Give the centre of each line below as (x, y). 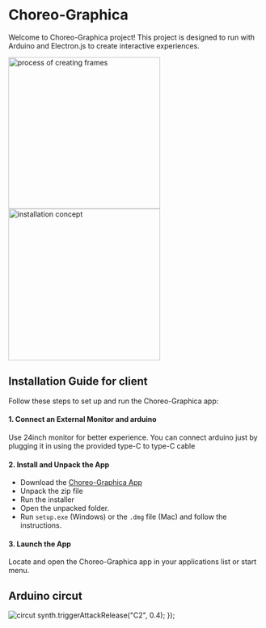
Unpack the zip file (51, 491)
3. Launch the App (40, 544)
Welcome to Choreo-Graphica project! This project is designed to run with (132, 37)
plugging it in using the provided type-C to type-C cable (102, 445)
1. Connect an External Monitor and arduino (82, 419)
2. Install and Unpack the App (59, 464)
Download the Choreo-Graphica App (81, 483)
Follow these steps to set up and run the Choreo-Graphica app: (114, 401)
